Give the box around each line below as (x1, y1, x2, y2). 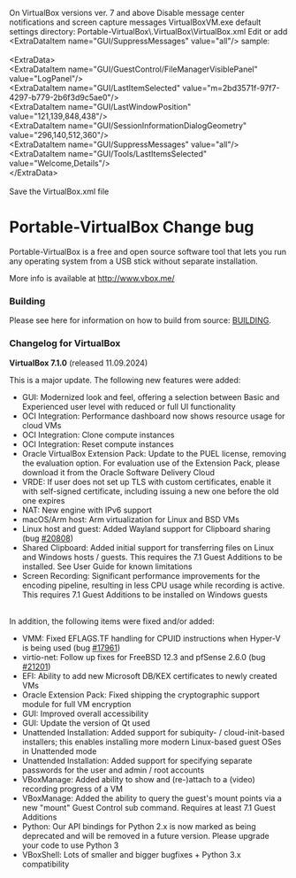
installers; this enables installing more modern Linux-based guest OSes (21, 736, 282, 747)
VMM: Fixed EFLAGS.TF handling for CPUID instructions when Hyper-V (21, 633, 281, 643)
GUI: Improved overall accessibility (21, 708, 148, 719)
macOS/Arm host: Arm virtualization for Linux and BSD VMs (21, 513, 240, 525)
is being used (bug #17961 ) (21, 642, 121, 653)
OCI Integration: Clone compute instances (21, 429, 175, 440)
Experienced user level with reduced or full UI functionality (21, 401, 236, 412)
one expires (21, 495, 65, 505)
